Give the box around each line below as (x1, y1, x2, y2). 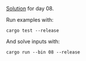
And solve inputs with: (6, 38, 60, 45)
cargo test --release (6, 28, 59, 33)
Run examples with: (6, 16, 54, 23)
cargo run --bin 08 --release (6, 49, 81, 55)
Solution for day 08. (6, 5, 54, 12)
